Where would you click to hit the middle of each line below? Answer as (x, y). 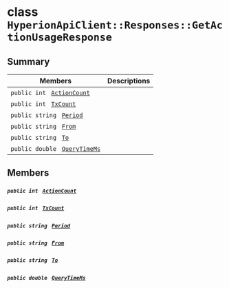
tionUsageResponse (59, 38)
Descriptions (129, 81)
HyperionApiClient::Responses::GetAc (115, 25)
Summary (29, 62)
